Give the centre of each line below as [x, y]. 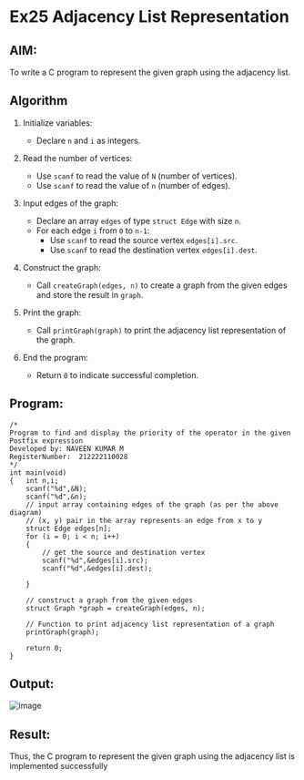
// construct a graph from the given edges [110, 600]
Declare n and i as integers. [88, 140]
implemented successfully [59, 766]
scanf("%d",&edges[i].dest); [97, 568]
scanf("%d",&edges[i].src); [95, 560]
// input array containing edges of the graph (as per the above [152, 504]
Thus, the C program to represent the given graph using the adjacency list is [152, 756]
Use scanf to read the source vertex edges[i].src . [144, 240]
